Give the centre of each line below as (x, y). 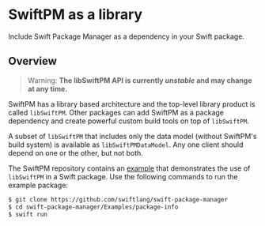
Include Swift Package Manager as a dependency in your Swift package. (127, 36)
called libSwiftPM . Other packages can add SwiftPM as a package (116, 112)
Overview (33, 61)
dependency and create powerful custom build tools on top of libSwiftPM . (129, 121)
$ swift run (28, 214)
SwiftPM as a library (76, 15)
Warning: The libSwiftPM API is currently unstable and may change (140, 80)
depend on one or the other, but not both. (76, 153)
